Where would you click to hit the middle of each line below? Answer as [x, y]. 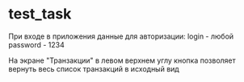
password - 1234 [36, 44]
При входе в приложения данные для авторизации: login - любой [121, 36]
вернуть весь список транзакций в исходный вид [94, 68]
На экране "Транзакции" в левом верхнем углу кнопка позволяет [122, 60]
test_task [40, 14]
